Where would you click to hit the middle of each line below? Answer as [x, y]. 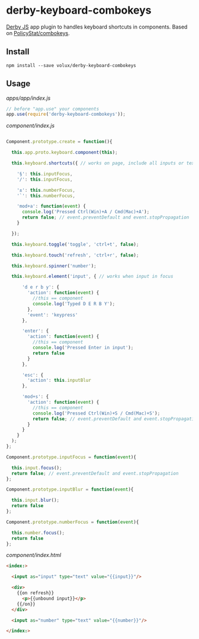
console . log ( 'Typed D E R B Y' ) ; [74, 303]
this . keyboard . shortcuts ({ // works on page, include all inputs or [98, 163]
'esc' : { [33, 375]
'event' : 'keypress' [53, 315]
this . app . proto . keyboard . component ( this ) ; [65, 153]
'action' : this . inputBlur [60, 381]
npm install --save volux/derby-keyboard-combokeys [71, 65]
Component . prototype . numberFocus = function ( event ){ [73, 522]
